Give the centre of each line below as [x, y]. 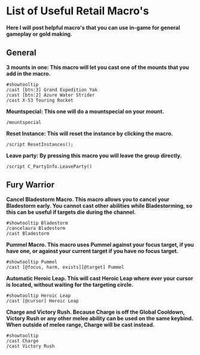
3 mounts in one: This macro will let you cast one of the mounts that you [98, 67]
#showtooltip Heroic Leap [38, 295]
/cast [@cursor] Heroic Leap [43, 301]
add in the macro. [28, 74]
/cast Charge [22, 341]
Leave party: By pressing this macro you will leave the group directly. [94, 155]
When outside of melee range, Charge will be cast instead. [80, 324]
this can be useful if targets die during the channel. [71, 212]
